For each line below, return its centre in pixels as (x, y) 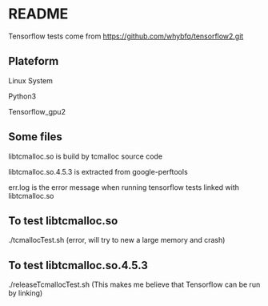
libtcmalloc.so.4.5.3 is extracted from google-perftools (98, 171)
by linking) (26, 293)
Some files (35, 137)
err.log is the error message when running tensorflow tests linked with (124, 187)
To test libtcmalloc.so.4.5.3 (78, 265)
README (38, 14)
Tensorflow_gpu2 (37, 111)
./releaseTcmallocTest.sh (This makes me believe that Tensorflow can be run (134, 284)
